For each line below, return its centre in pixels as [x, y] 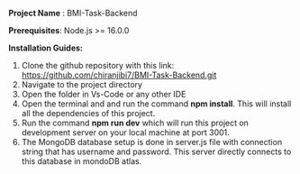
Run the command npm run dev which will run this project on [135, 123]
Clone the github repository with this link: [98, 65]
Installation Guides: [45, 48]
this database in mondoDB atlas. [82, 161]
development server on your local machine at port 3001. [126, 133]
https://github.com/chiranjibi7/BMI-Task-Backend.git [119, 75]
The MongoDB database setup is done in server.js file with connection [152, 142]
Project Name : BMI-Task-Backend [73, 13]
